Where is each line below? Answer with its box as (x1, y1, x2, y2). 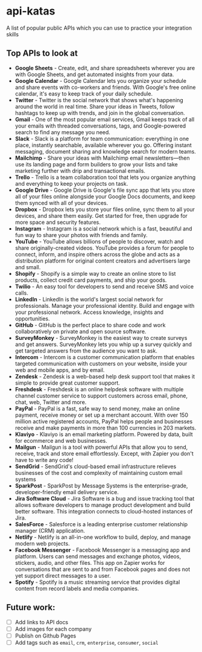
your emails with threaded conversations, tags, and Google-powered (14, 122, 186, 129)
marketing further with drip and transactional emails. (14, 167, 146, 174)
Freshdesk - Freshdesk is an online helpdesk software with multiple (14, 385, 184, 393)
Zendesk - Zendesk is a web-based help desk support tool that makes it (14, 373, 195, 380)
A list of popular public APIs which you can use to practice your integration (6, 24, 192, 31)
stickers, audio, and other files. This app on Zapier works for (14, 559, 165, 566)
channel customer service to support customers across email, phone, (14, 392, 188, 399)
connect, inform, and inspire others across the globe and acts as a (14, 250, 180, 258)
